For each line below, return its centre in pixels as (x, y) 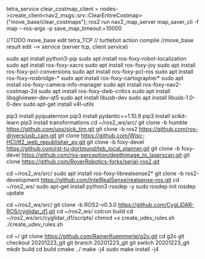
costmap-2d (22, 91)
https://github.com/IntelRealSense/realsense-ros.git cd (110, 180)
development (23, 180)
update (15, 193)
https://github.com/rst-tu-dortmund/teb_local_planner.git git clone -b (93, 148)
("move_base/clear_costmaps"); (47, 22)
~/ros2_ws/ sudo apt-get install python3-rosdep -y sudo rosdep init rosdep (101, 186)
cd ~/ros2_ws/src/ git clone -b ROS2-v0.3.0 (61, 205)
